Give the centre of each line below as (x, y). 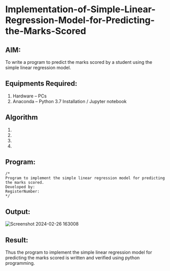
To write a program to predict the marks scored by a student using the (79, 62)
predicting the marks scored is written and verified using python (73, 258)
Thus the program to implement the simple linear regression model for (79, 252)
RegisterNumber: (22, 192)
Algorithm (22, 118)
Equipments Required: (41, 83)
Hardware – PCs (30, 96)
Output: (18, 212)
